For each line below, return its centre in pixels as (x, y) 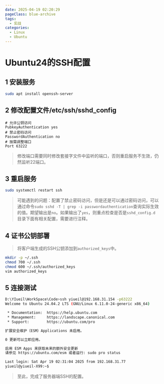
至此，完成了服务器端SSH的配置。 (52, 376)
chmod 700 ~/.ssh (23, 262)
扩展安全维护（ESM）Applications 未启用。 (45, 331)
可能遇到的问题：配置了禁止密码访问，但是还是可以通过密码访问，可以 (88, 200)
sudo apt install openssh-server (39, 94)
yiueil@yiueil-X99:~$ (27, 366)
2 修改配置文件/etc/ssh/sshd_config (61, 110)
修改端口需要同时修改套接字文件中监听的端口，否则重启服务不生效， (86, 156)
